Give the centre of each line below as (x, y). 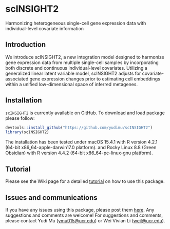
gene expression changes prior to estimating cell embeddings (95, 79)
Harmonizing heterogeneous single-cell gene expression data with (76, 23)
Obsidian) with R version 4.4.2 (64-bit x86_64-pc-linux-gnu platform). (79, 153)
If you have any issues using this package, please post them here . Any (80, 210)
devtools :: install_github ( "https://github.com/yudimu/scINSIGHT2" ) (79, 128)
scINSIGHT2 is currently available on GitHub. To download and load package (85, 113)
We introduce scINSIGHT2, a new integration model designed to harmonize (85, 57)
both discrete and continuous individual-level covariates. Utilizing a (76, 68)
